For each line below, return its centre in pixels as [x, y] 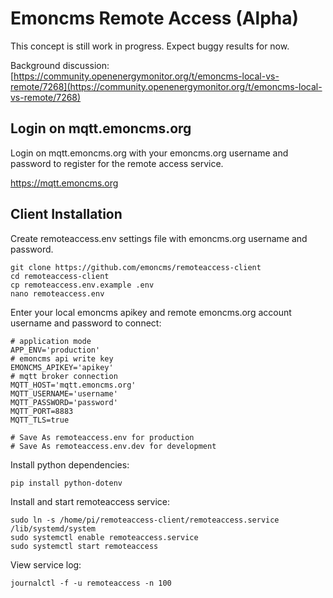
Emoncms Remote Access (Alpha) [155, 18]
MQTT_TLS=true [40, 420]
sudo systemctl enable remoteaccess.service [104, 537]
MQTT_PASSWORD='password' [64, 402]
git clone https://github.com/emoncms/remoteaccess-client [136, 267]
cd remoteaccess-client [60, 276]
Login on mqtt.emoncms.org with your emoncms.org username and [149, 153]
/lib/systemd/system [53, 528]
